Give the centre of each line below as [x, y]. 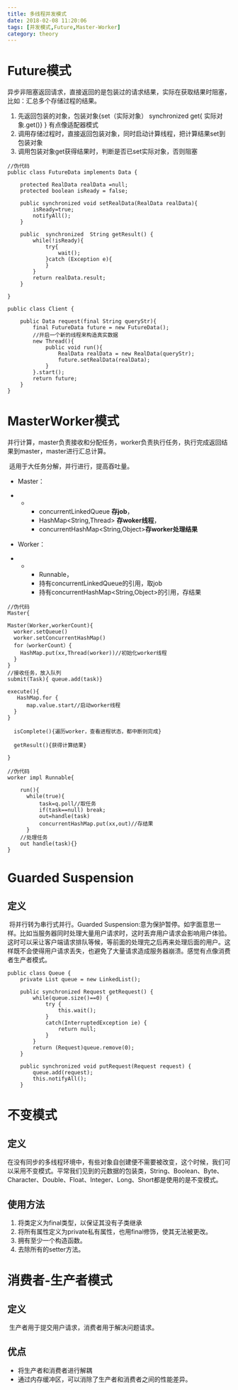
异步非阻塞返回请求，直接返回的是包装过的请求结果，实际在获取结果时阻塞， [119, 92]
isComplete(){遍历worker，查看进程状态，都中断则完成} [87, 732]
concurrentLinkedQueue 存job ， [86, 512]
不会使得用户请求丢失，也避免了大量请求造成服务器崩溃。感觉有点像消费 [125, 951]
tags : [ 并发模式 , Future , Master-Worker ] [64, 27]
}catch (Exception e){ [79, 260]
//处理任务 [34, 838]
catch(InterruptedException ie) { [96, 1023]
